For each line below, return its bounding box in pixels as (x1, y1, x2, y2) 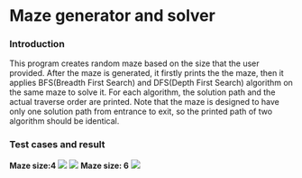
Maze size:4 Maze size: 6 (9, 160, 129, 171)
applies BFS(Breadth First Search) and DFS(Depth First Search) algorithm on (9, 78, 293, 89)
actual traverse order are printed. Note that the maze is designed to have (9, 97, 279, 108)
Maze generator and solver (9, 5, 216, 26)
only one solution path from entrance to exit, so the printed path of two (9, 106, 273, 117)
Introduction (9, 38, 65, 51)
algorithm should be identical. (9, 116, 120, 126)
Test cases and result (9, 138, 105, 151)
